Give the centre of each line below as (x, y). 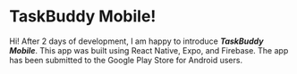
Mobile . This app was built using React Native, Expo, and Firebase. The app (149, 50)
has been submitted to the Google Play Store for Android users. (126, 60)
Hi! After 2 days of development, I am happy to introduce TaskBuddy (136, 41)
